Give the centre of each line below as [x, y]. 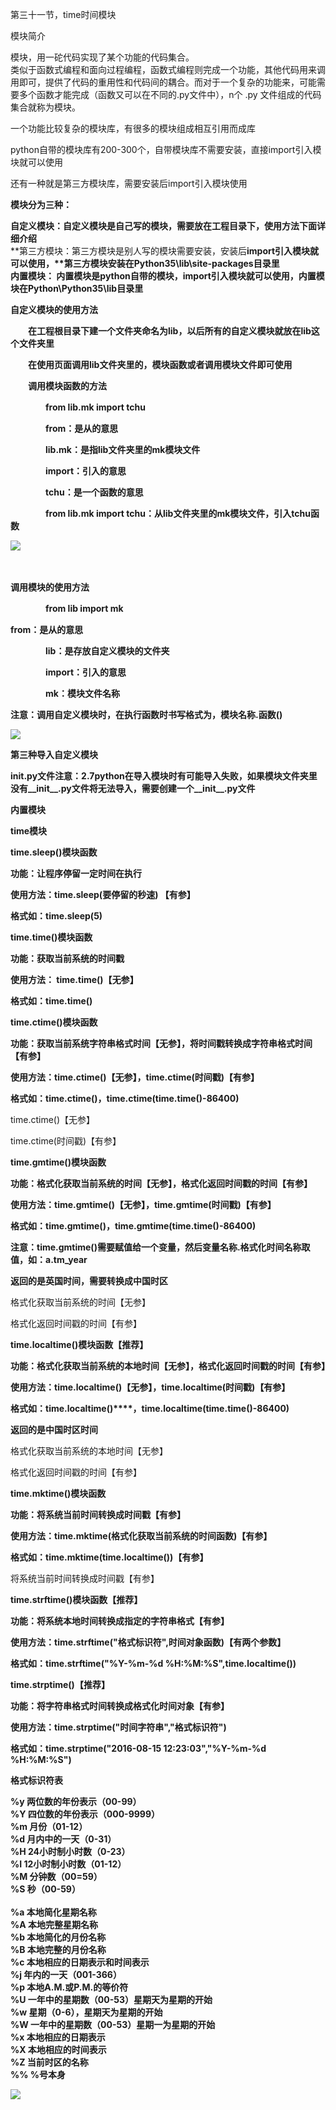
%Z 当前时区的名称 [49, 2062]
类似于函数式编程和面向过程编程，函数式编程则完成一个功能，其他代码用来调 [168, 69]
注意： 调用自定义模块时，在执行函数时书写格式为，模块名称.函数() [146, 714]
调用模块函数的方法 [67, 386]
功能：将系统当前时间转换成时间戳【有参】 [98, 1514]
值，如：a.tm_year [49, 1259]
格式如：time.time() [51, 1001]
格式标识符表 [36, 1780]
